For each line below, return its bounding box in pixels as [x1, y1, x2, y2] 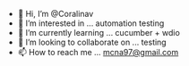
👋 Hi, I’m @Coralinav [17, 9, 94, 19]
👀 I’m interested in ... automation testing [17, 18, 165, 29]
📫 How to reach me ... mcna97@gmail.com [17, 47, 179, 57]
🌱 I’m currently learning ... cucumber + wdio [17, 28, 181, 37]
